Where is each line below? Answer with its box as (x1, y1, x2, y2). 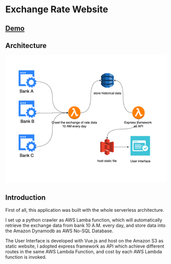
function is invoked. (5, 254, 47, 260)
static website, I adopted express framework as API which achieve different (5, 243, 165, 249)
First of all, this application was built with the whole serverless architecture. (5, 207, 164, 213)
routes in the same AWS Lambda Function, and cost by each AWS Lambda (5, 248, 162, 254)
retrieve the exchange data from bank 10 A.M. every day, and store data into (5, 222, 166, 228)
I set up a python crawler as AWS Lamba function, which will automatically (5, 216, 162, 223)
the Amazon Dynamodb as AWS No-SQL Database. (5, 228, 114, 234)
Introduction (5, 193, 46, 202)
